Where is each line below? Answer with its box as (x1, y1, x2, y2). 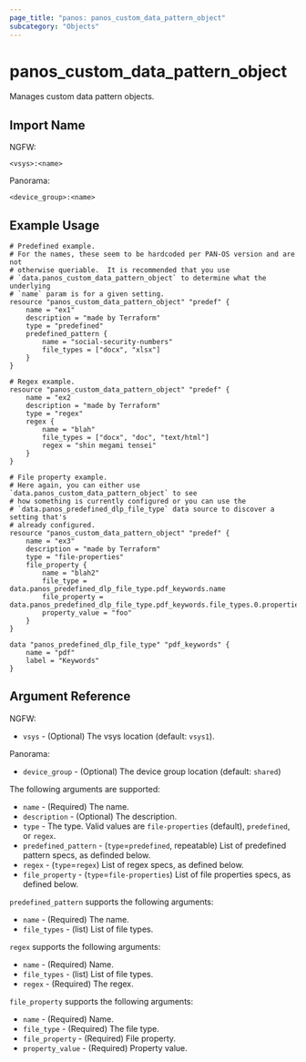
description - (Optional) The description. (22, 811, 178, 822)
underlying (9, 281, 51, 291)
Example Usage (9, 218, 100, 233)
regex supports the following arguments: (9, 941, 161, 952)
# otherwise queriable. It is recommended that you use (9, 266, 230, 275)
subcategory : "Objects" (9, 22, 100, 31)
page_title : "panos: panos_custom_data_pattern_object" (9, 13, 226, 23)
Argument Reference (9, 689, 131, 704)
